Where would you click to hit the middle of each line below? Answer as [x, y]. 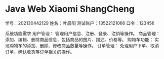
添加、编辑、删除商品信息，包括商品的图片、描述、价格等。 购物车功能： [79, 39]
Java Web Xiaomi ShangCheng [70, 9]
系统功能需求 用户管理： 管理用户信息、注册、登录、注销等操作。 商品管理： [83, 33]
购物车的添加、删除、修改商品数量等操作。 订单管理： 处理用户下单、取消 [84, 45]
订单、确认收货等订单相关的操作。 [40, 52]
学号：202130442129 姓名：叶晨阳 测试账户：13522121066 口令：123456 [80, 23]
